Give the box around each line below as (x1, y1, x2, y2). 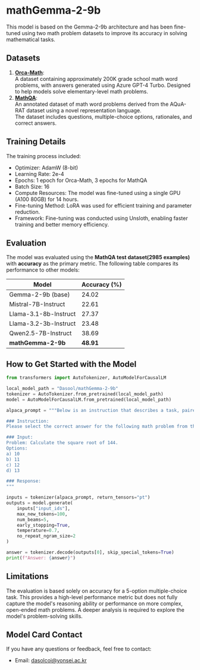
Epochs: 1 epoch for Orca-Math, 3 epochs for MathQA (14, 177, 148, 184)
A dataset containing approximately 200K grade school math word (14, 75, 178, 82)
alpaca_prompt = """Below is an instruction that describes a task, (6, 407, 180, 413)
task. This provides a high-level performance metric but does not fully (6, 593, 178, 600)
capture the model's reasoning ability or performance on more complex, (6, 600, 183, 607)
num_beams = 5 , (17, 517, 49, 523)
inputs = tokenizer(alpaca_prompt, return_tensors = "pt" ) (6, 495, 151, 501)
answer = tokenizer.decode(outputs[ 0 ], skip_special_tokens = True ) (6, 549, 174, 556)
